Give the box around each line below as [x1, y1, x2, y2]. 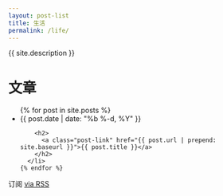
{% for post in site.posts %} [19, 105, 111, 116]
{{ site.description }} [8, 49, 76, 58]
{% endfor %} [19, 164, 64, 172]
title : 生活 [8, 19, 45, 27]
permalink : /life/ [8, 26, 69, 34]
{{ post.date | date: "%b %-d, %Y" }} [19, 114, 142, 123]
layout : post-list [8, 11, 69, 20]
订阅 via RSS [8, 179, 49, 189]
